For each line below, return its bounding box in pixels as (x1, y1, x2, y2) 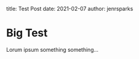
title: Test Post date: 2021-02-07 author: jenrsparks (6, 5, 134, 12)
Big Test (6, 26, 48, 40)
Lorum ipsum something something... (6, 46, 99, 53)
